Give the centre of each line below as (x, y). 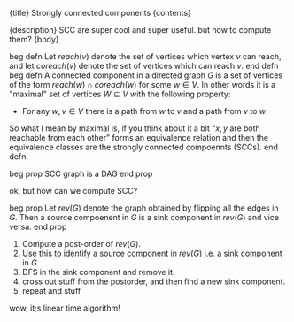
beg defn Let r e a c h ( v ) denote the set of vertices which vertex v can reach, (145, 56)
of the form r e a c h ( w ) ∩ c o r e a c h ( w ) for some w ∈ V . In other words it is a (143, 84)
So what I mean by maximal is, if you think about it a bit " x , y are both (135, 128)
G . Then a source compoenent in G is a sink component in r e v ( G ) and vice (144, 217)
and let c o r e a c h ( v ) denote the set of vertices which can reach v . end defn (144, 66)
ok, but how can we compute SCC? (73, 191)
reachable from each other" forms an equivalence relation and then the (139, 138)
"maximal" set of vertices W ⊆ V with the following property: (120, 94)
